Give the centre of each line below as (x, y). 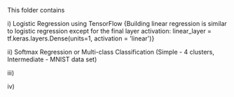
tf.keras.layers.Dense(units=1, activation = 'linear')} (81, 38)
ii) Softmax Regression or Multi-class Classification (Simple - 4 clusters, (111, 52)
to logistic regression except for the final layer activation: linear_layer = (110, 31)
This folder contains (36, 10)
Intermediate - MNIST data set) (52, 59)
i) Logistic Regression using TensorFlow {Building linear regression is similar (117, 23)
